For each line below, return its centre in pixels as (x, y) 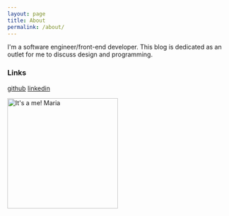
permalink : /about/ (36, 27)
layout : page (27, 14)
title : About (27, 20)
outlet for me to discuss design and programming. (80, 54)
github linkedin (29, 88)
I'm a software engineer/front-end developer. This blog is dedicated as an (114, 47)
